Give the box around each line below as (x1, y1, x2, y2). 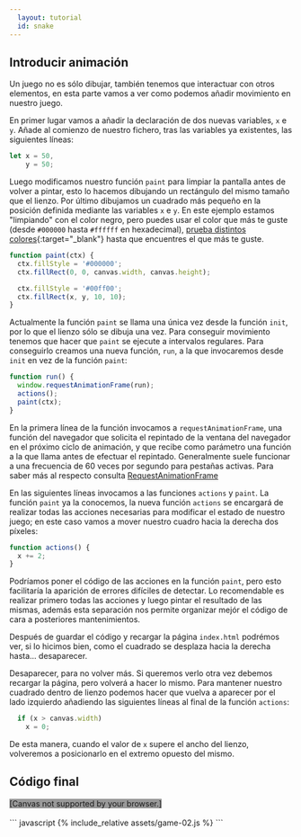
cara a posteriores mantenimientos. (9, 614, 141, 625)
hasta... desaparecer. (9, 651, 88, 662)
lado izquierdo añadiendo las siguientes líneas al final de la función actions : (9, 697, 290, 708)
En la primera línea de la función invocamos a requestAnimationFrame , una (9, 422, 283, 432)
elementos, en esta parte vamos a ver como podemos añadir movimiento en (9, 88, 291, 99)
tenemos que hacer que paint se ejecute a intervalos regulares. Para (9, 336, 264, 347)
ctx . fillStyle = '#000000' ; (17, 259, 123, 268)
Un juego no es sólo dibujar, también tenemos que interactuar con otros (9, 78, 276, 90)
